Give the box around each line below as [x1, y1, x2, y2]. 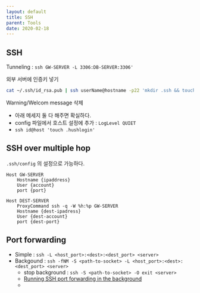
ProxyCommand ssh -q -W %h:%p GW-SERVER [17, 203, 118, 209]
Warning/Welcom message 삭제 [6, 99, 83, 106]
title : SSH [6, 14, 33, 20]
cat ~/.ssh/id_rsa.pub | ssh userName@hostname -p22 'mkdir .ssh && [6, 88, 180, 94]
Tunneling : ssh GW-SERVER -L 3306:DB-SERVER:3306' [6, 63, 134, 70]
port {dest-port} [17, 218, 60, 224]
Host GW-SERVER [6, 171, 44, 178]
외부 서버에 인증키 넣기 [6, 76, 59, 83]
